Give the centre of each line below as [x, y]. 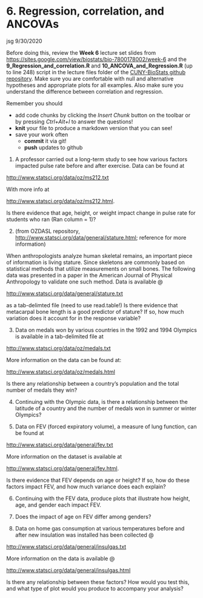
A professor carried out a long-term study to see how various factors [101, 159]
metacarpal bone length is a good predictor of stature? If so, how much [95, 311]
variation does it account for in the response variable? [74, 318]
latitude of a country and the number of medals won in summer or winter [106, 408]
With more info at [28, 189]
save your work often [42, 134]
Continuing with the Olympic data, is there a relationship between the [101, 402]
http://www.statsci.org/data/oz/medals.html [61, 372]
